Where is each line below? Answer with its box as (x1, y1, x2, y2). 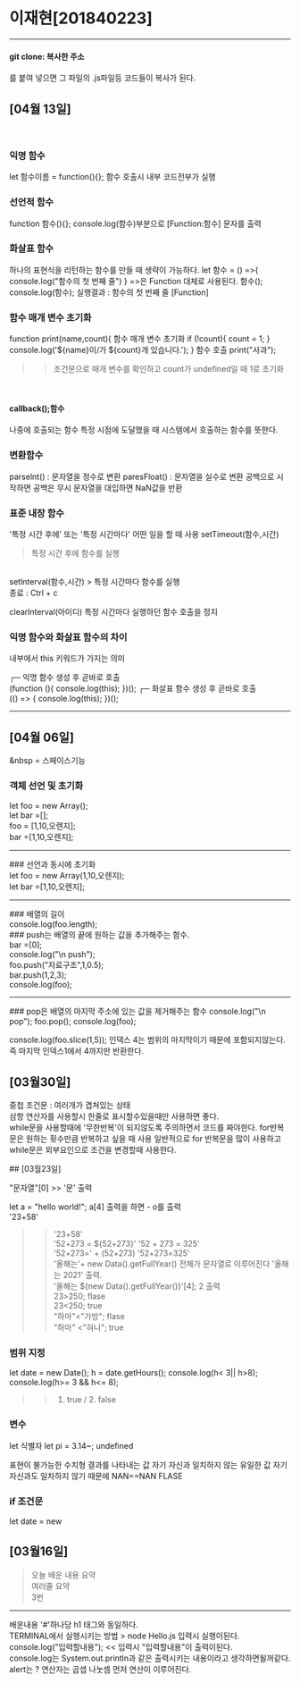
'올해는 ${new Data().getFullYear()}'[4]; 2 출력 (53, 1281, 221, 1292)
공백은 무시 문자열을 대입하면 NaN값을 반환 (32, 482, 183, 492)
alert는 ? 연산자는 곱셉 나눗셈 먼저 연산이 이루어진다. (9, 1663, 192, 1674)
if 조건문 (9, 1494, 43, 1507)
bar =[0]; (9, 939, 43, 950)
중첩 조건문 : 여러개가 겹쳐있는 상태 (9, 1100, 131, 1111)
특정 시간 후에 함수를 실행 (30, 547, 121, 559)
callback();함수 (9, 403, 65, 414)
